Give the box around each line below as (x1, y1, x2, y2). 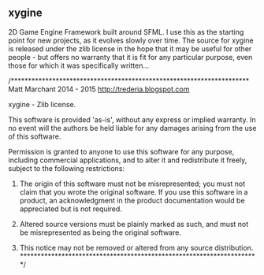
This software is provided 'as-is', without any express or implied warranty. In (8, 114, 256, 124)
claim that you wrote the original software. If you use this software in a (19, 187, 248, 196)
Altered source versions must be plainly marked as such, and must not (19, 219, 249, 229)
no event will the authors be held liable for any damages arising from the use (8, 123, 257, 132)
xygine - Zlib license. (8, 99, 76, 109)
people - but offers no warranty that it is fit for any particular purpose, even (8, 52, 253, 61)
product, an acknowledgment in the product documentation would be (19, 195, 246, 205)
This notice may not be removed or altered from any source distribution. (19, 243, 254, 252)
